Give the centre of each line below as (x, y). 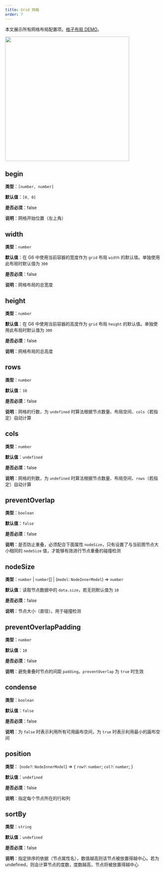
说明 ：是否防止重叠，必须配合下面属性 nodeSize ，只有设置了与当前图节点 (80, 545)
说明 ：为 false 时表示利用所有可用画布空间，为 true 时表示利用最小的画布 (81, 732)
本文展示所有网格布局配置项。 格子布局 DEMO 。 (54, 29)
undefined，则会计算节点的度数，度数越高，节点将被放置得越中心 (72, 865)
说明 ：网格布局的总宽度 (29, 285)
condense (21, 687)
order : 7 (14, 14)
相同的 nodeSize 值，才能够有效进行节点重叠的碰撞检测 (65, 551)
